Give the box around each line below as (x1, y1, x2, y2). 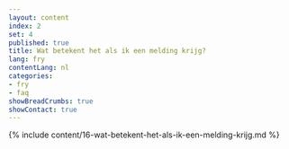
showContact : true (8, 105, 77, 114)
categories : (8, 72, 53, 81)
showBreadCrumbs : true (8, 96, 94, 106)
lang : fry (8, 55, 46, 64)
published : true (8, 38, 69, 48)
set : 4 (8, 30, 33, 39)
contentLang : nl (8, 64, 69, 73)
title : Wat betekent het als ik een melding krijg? (8, 47, 206, 56)
